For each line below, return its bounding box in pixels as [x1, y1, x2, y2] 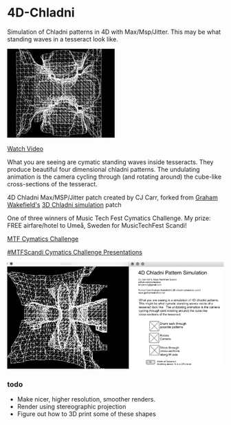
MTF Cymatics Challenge [7, 235, 79, 243]
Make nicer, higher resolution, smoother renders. [16, 395, 156, 404]
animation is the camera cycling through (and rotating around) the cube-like [7, 172, 222, 181]
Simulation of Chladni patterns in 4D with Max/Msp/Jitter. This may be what [7, 28, 221, 36]
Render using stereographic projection [16, 402, 126, 411]
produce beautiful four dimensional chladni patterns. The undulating [7, 165, 201, 173]
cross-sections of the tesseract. [7, 179, 98, 188]
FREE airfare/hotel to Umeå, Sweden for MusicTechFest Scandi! [7, 221, 187, 229]
